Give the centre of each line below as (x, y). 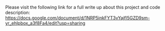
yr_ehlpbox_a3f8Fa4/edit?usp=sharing (45, 23)
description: (18, 12)
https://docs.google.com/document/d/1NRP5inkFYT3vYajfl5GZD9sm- (78, 18)
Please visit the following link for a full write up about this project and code (83, 7)
